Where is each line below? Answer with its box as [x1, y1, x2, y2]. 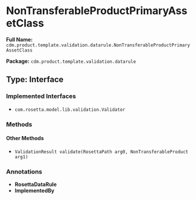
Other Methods [6, 135, 44, 142]
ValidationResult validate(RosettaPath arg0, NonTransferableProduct [14, 148, 189, 155]
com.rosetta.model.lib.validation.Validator [14, 107, 126, 113]
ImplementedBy [14, 187, 55, 194]
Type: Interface [6, 74, 64, 84]
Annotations [6, 167, 42, 175]
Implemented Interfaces [6, 92, 76, 100]
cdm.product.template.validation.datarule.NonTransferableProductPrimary [6, 42, 191, 48]
